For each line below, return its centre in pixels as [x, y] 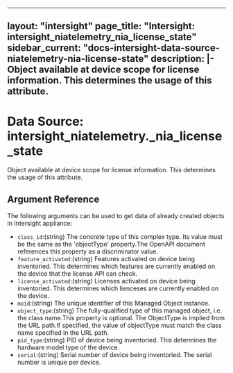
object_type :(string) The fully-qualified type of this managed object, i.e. [120, 310]
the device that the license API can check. [77, 274]
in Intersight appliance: [40, 224]
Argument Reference [53, 199]
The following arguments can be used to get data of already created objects [116, 216]
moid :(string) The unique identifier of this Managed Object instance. [113, 304]
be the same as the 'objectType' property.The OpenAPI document [111, 244]
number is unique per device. [59, 363]
